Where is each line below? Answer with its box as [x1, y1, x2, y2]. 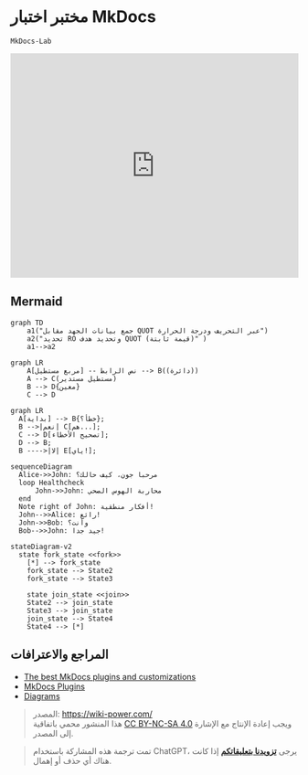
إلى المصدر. [32, 727, 74, 738]
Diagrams [23, 690, 60, 701]
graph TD [10, 318, 44, 327]
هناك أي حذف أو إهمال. [32, 755, 112, 766]
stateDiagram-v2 [10, 542, 72, 551]
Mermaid [10, 294, 63, 310]
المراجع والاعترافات [10, 647, 109, 663]
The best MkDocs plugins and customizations [23, 671, 196, 682]
